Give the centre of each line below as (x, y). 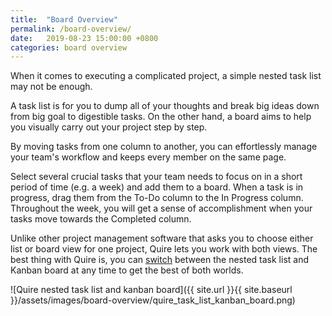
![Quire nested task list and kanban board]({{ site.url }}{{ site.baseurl (151, 290)
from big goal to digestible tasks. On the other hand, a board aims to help (161, 117)
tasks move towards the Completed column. (101, 219)
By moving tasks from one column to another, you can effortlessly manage (164, 147)
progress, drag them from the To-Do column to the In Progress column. (157, 198)
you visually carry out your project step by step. (109, 127)
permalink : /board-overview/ (71, 29)
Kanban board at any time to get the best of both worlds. (127, 270)
